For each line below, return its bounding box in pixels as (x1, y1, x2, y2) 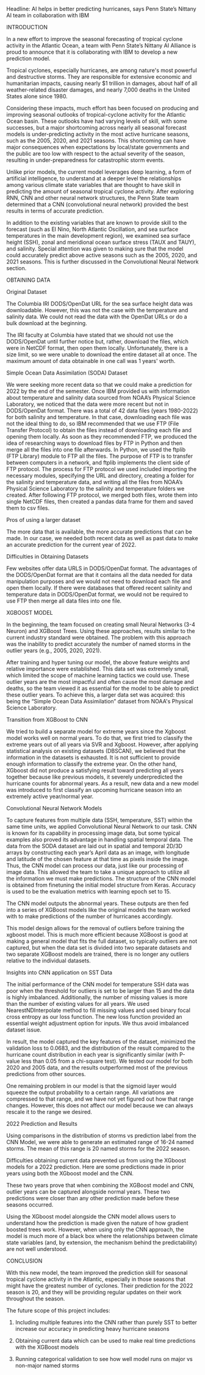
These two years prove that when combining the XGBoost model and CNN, (6, 1182, 195, 1189)
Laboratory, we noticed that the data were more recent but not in (6, 400, 169, 408)
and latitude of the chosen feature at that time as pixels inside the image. (6, 856, 189, 862)
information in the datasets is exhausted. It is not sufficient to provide (6, 754, 181, 761)
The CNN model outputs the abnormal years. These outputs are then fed (6, 900, 189, 907)
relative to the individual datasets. (6, 957, 92, 964)
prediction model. (6, 55, 51, 62)
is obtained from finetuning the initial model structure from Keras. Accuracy (6, 881, 196, 889)
